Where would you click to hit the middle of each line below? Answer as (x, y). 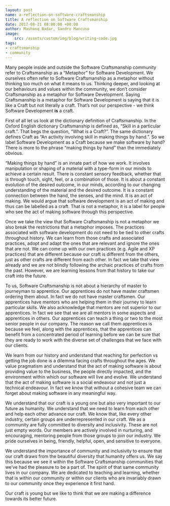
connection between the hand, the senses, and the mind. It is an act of (79, 195)
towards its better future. (31, 498)
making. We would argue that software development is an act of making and (85, 201)
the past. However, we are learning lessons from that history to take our (80, 270)
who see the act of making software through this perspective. (70, 212)
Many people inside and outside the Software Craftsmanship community (81, 67)
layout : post (19, 10)
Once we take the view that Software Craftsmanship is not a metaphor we (82, 221)
